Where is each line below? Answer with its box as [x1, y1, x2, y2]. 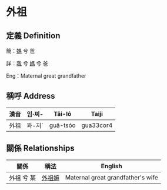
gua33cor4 [81, 121, 113, 129]
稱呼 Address [6, 91, 55, 101]
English [101, 162, 122, 170]
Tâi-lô [54, 109, 72, 118]
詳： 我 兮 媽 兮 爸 [6, 60, 48, 66]
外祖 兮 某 [9, 174, 36, 182]
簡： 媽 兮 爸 [6, 48, 35, 54]
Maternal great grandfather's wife [65, 173, 158, 181]
